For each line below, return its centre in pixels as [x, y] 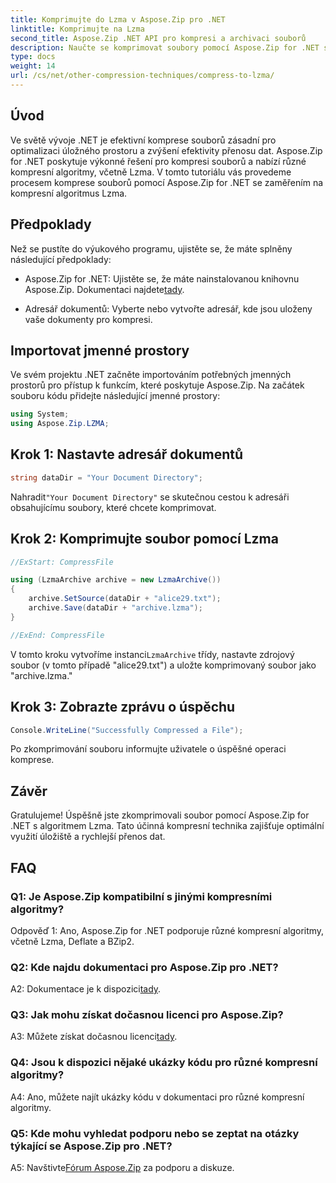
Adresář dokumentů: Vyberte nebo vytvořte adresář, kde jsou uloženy [168, 308]
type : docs [33, 57]
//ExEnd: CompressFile [57, 635]
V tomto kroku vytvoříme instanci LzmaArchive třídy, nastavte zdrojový [152, 654]
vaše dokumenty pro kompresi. [88, 319]
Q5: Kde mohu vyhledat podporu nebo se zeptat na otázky [155, 1133]
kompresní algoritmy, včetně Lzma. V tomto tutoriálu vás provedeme [151, 172]
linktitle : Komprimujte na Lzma [77, 29]
